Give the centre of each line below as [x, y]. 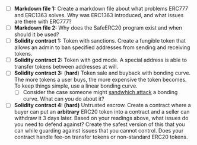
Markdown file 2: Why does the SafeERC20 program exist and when [98, 28]
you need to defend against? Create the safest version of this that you [99, 124]
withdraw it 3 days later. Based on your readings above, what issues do [101, 118]
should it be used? [37, 34]
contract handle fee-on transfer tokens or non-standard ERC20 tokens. [101, 137]
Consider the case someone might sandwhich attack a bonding [100, 92]
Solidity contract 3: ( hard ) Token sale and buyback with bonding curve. [102, 73]
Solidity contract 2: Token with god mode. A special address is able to [101, 60]
